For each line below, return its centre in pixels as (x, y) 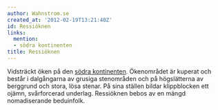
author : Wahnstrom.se (38, 13)
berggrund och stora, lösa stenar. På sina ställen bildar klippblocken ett (108, 86)
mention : (26, 39)
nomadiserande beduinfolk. (46, 100)
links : (17, 33)
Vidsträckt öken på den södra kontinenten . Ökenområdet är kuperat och (109, 71)
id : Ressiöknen (29, 26)
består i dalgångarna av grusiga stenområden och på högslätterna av (105, 78)
